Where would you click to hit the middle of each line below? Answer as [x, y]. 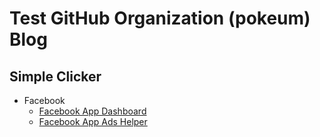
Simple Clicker [55, 76]
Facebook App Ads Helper [93, 121]
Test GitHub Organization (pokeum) [160, 18]
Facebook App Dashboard [92, 111]
